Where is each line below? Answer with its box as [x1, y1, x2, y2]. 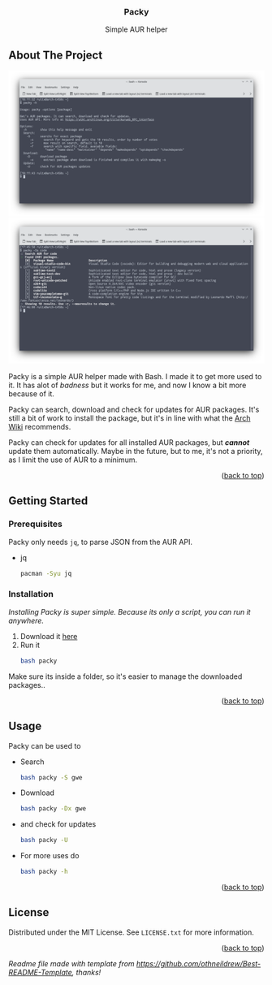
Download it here [19, 631, 78, 641]
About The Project [8, 48, 103, 62]
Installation [8, 589, 54, 600]
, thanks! [71, 967, 101, 977]
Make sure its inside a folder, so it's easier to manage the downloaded [8, 672, 243, 681]
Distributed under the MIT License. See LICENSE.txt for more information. [8, 927, 254, 937]
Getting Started [8, 494, 89, 508]
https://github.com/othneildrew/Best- [136, 958, 261, 968]
